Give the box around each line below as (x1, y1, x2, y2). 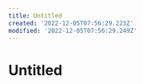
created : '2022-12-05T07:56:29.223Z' (8, 19, 134, 27)
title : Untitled (8, 11, 62, 20)
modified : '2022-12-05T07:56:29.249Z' (8, 26, 137, 34)
